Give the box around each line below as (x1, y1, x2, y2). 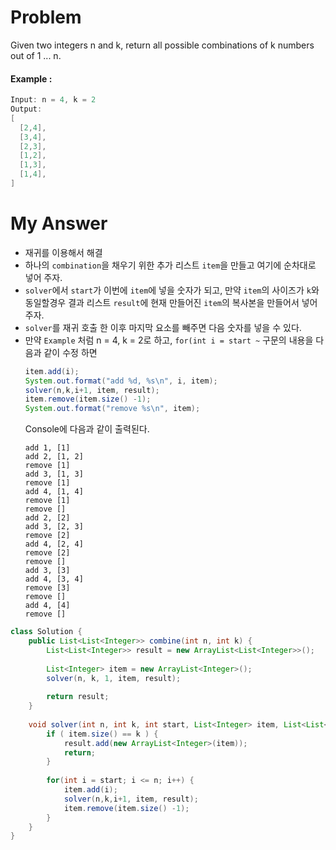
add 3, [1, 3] (24, 469, 84, 480)
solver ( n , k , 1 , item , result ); (46, 673, 182, 683)
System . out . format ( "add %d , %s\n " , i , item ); (24, 376, 218, 386)
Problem (10, 6, 82, 29)
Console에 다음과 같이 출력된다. (24, 423, 150, 435)
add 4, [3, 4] (24, 574, 84, 585)
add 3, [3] (24, 566, 71, 576)
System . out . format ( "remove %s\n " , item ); (24, 404, 201, 414)
